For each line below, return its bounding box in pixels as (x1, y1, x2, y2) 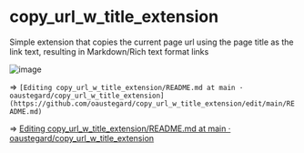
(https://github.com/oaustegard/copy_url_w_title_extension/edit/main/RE (9, 98, 296, 108)
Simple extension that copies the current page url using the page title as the (9, 36, 294, 47)
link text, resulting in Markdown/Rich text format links (9, 46, 209, 56)
